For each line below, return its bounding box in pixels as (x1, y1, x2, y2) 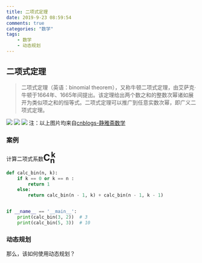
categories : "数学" (6, 25, 54, 32)
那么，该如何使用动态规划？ (6, 250, 76, 258)
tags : (6, 31, 20, 37)
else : (17, 187, 31, 193)
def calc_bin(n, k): (6, 170, 59, 176)
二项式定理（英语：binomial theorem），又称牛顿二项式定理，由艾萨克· (21, 83, 197, 91)
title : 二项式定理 (6, 8, 48, 15)
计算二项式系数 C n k (6, 149, 56, 165)
